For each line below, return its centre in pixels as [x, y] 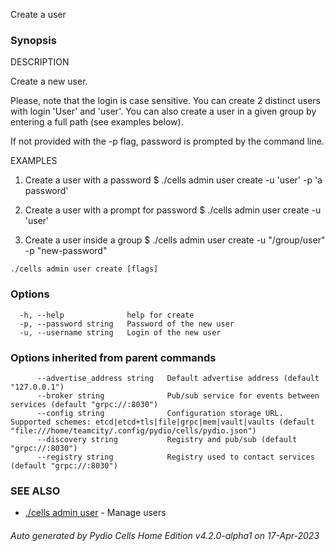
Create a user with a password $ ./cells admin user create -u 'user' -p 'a [173, 180]
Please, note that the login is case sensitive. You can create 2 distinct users [165, 101]
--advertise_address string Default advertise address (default [178, 378]
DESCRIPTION [40, 62]
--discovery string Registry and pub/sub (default [167, 439]
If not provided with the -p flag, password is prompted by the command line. [167, 141]
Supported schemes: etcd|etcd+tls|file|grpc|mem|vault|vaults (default [162, 422]
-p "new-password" [66, 251]
